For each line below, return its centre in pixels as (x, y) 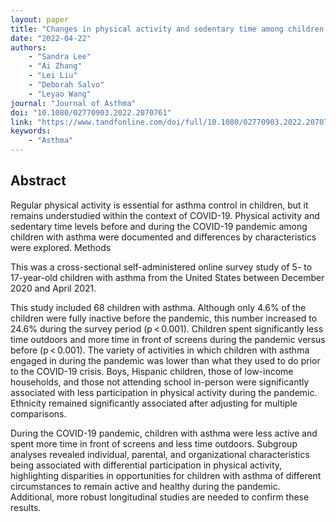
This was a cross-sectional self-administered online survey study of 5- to (161, 267)
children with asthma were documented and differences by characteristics (163, 237)
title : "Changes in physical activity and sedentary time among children (167, 29)
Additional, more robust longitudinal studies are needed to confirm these (160, 497)
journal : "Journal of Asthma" (73, 103)
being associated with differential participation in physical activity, (146, 465)
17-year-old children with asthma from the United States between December (167, 277)
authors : (28, 47)
